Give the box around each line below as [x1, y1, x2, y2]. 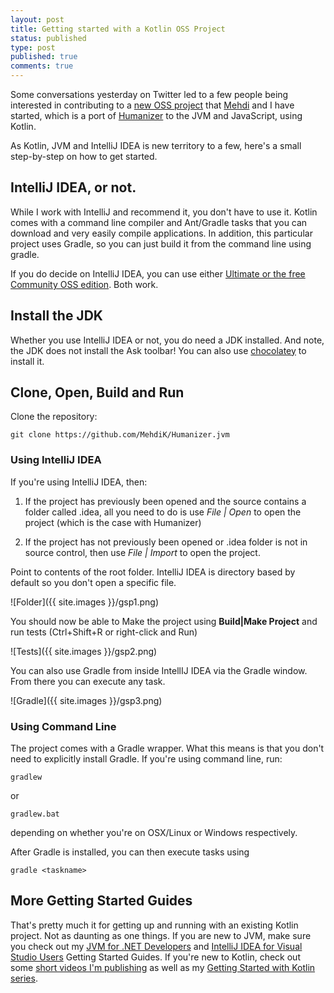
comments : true [10, 61, 74, 71]
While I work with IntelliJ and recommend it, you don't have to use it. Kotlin [10, 206, 318, 218]
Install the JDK [10, 307, 103, 325]
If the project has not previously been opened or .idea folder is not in [24, 536, 308, 548]
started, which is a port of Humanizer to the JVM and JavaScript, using [10, 110, 303, 121]
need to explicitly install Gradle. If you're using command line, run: [10, 753, 283, 765]
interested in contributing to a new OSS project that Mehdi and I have [10, 99, 295, 111]
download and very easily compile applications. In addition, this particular [10, 227, 313, 239]
